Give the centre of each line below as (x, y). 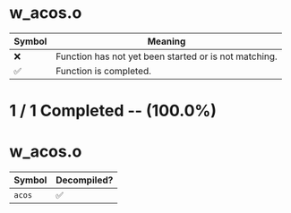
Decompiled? (84, 180)
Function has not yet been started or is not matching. (166, 56)
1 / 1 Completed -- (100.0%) (113, 111)
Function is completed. (103, 71)
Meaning (167, 41)
